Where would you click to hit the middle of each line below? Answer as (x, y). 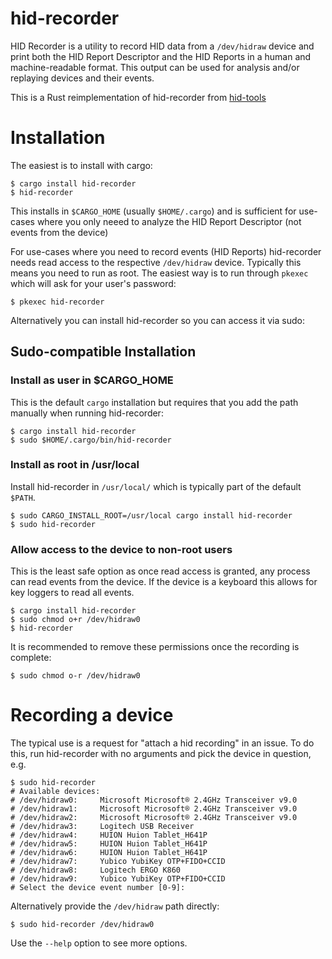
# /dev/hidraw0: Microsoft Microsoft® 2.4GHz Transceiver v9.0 (154, 800)
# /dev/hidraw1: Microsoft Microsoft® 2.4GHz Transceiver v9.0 (154, 809)
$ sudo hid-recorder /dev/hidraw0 (82, 925)
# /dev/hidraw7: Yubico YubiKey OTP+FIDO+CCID (118, 862)
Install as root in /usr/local (75, 465)
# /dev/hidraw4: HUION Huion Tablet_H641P (109, 835)
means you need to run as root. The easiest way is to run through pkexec (159, 273)
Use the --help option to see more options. (99, 943)
